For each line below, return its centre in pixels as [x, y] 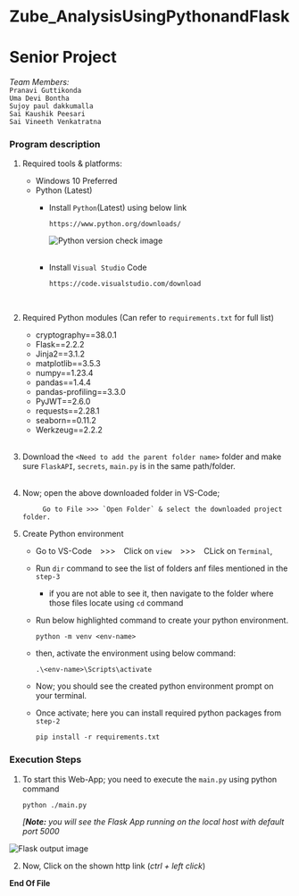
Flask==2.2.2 [60, 345]
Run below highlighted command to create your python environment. [162, 620]
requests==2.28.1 [67, 411]
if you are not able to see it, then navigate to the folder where [161, 594]
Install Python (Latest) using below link [118, 208]
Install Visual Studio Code [98, 268]
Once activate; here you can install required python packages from [158, 713]
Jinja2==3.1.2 [60, 354]
